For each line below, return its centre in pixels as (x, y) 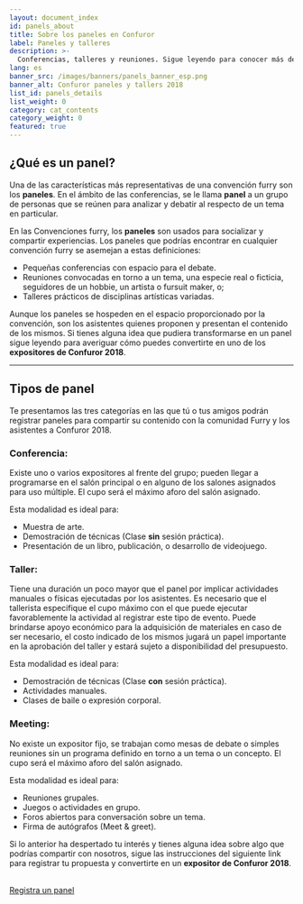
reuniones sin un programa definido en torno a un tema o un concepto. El (145, 753)
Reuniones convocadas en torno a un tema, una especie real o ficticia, (153, 277)
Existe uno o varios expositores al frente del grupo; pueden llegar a (134, 472)
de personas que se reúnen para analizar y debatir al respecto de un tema (147, 204)
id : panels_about (42, 26)
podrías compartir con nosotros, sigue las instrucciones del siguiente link (145, 854)
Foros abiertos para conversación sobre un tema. (114, 817)
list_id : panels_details (56, 93)
